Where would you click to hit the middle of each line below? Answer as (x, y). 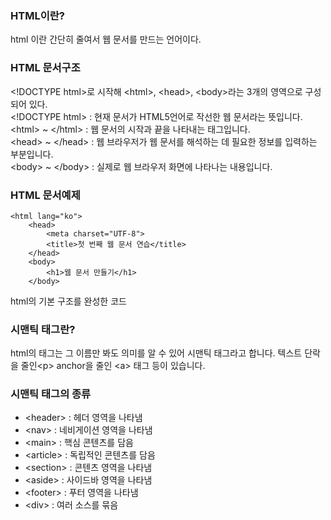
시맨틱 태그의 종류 (51, 394)
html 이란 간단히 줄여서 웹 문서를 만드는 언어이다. (106, 39)
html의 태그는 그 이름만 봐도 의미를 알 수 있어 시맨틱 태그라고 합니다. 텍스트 (156, 353)
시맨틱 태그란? (43, 329)
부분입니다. (32, 154)
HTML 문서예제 (45, 195)
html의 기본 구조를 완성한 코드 (68, 301)
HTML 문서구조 (45, 68)
